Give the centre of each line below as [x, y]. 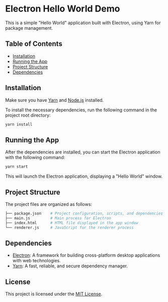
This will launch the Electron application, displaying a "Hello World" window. [84, 176]
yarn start [17, 167]
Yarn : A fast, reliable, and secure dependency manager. [70, 266]
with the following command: [35, 158]
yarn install [19, 124]
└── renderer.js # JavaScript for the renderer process [70, 228]
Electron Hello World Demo [63, 9]
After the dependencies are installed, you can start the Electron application [83, 152]
